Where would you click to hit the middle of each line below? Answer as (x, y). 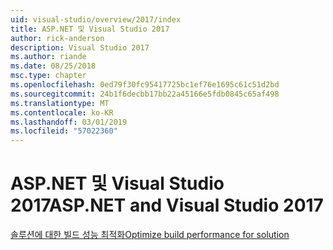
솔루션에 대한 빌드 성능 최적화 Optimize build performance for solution (150, 235)
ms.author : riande (48, 57)
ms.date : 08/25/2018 (53, 66)
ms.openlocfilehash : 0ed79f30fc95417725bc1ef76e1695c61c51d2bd (145, 85)
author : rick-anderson (57, 38)
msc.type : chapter (48, 76)
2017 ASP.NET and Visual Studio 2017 (167, 205)
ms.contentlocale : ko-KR (62, 112)
